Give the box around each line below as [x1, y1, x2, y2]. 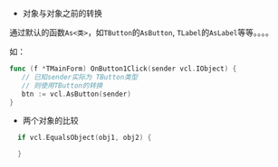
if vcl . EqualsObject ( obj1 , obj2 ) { [17, 134, 152, 143]
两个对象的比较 [22, 116, 79, 126]
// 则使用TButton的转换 [21, 80, 103, 90]
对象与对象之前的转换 [22, 8, 102, 18]
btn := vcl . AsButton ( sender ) [21, 89, 131, 98]
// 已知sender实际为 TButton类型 [21, 72, 139, 81]
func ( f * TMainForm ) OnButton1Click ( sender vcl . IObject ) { [9, 64, 237, 73]
